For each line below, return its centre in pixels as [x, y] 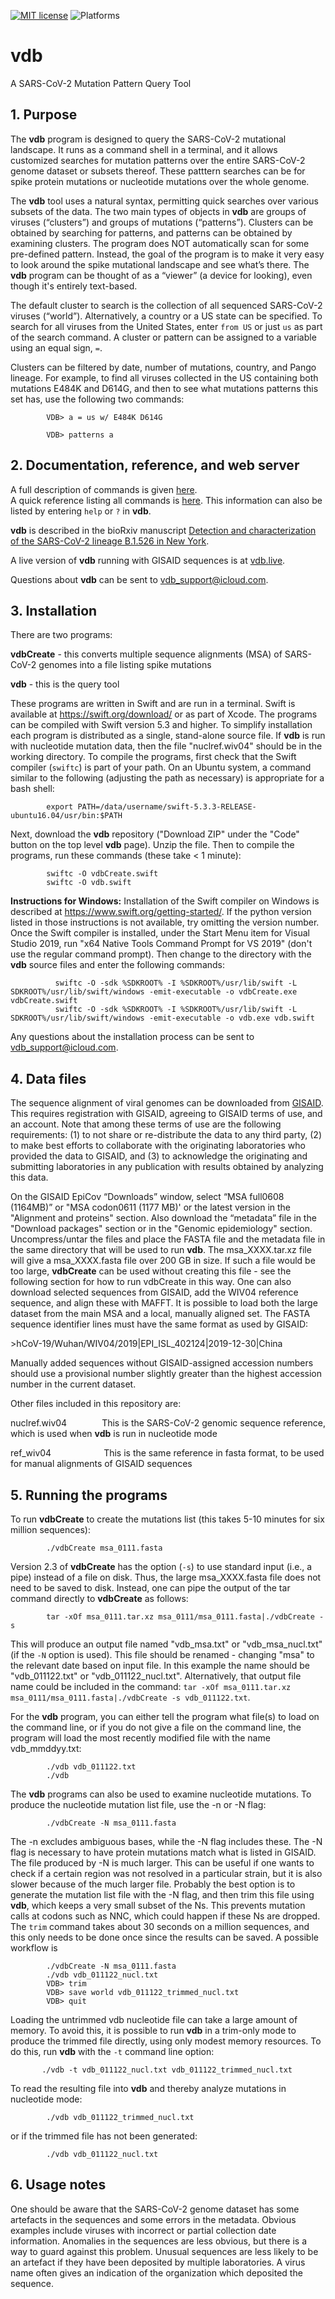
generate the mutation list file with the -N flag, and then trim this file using [162, 1894]
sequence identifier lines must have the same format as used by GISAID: [159, 1324]
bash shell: [32, 789]
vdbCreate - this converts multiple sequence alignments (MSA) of [146, 654]
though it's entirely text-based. [74, 286]
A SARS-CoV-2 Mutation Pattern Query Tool [101, 83]
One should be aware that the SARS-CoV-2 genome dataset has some [155, 2209]
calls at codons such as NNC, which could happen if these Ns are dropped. [165, 1916]
